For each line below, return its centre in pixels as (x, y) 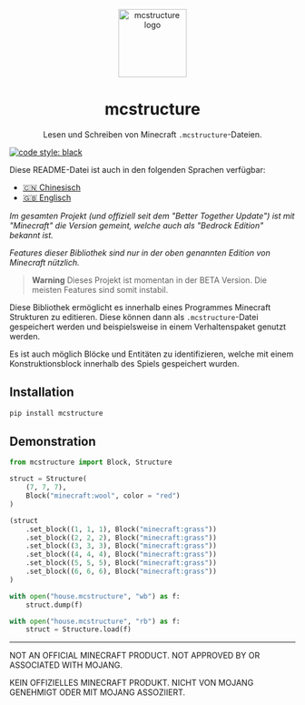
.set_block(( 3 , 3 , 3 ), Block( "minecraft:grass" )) (122, 546)
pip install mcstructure (56, 413)
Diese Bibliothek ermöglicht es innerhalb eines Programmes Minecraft (140, 307)
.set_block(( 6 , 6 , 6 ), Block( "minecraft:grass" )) (122, 572)
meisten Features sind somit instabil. (100, 289)
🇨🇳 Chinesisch (52, 187)
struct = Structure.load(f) (79, 629)
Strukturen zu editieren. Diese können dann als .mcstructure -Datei (134, 317)
